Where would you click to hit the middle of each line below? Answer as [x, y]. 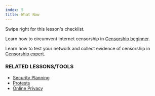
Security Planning [31, 77]
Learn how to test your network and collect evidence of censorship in [78, 48]
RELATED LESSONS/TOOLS [40, 67]
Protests [21, 83]
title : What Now [22, 15]
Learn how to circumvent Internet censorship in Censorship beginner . [78, 39]
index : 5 [14, 10]
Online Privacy [28, 88]
